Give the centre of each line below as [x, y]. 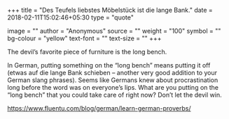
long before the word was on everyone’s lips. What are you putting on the [113, 87]
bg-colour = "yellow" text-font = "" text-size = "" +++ [84, 38]
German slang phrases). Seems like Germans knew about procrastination [113, 80]
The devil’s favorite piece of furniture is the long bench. [87, 52]
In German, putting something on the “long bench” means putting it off [109, 65]
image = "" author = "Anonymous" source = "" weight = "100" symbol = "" [114, 31]
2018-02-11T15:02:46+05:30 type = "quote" [71, 17]
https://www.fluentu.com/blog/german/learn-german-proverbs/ [99, 108]
